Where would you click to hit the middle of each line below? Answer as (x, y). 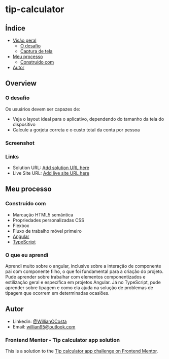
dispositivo (24, 124)
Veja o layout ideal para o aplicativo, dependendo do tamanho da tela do (88, 119)
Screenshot (20, 143)
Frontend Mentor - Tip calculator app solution (63, 340)
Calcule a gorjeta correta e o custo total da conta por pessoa (76, 130)
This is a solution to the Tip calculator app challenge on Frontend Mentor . (82, 351)
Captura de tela (36, 51)
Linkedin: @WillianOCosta (40, 321)
